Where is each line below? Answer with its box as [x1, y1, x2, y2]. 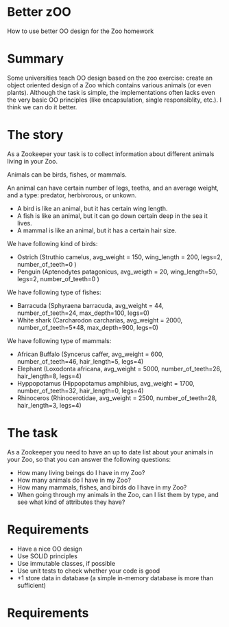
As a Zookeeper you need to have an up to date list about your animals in [7, 448, 214, 456]
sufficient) [16, 581, 47, 589]
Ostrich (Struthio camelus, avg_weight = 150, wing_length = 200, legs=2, [16, 252, 223, 261]
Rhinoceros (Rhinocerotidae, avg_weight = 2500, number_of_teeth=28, [16, 393, 217, 402]
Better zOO [7, 4, 72, 20]
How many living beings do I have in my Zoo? [16, 468, 145, 476]
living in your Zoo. [7, 157, 58, 165]
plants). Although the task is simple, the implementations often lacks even [7, 88, 215, 96]
